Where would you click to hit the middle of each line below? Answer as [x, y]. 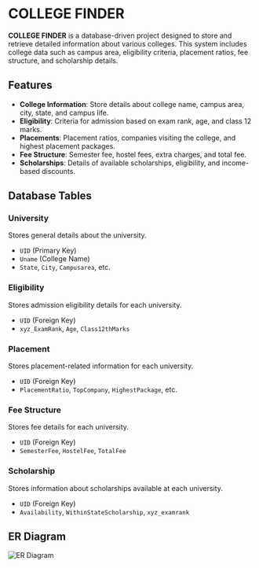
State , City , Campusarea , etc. [65, 267]
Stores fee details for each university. [69, 427]
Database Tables [50, 196]
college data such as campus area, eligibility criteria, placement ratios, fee [128, 52]
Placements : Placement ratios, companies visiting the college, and [128, 138]
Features [30, 85]
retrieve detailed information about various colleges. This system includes [128, 43]
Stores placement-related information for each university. [101, 366]
